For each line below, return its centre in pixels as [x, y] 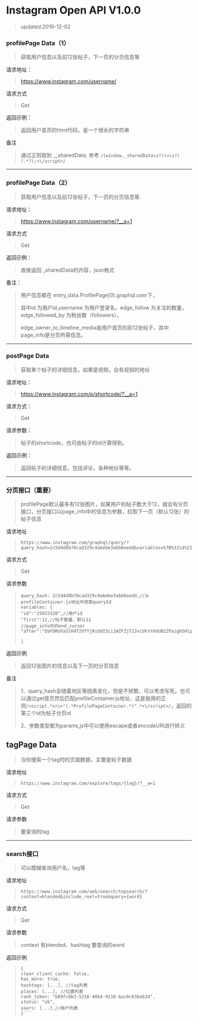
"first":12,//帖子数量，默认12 [56, 620]
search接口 [22, 854]
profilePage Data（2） [39, 183]
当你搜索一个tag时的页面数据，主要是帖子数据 [76, 759]
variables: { [37, 607]
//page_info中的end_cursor [53, 626]
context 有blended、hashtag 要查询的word [72, 945]
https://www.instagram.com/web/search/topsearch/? [84, 892]
